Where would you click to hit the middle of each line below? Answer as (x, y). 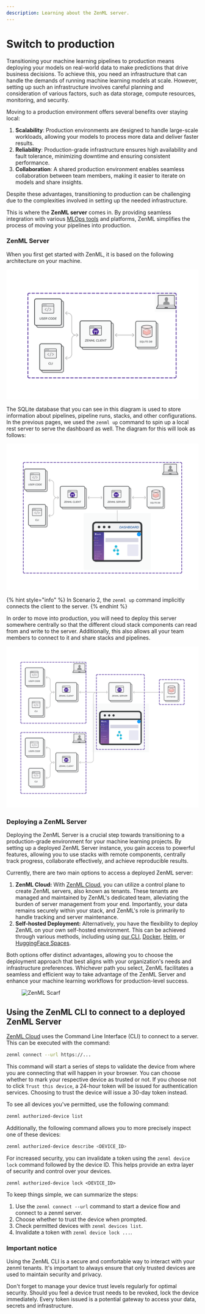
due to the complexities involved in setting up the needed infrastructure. (97, 200)
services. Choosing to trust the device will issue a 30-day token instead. (97, 1093)
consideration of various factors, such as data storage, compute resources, (101, 93)
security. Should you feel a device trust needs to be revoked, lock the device (103, 1293)
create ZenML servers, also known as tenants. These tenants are (97, 891)
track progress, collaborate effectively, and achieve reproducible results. (98, 861)
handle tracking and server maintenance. (67, 917)
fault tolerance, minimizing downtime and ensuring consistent (93, 156)
